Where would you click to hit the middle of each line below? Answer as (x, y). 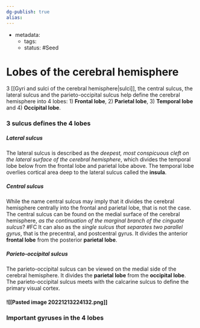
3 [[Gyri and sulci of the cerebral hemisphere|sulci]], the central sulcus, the (99, 89)
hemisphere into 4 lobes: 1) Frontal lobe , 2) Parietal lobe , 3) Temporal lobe (100, 101)
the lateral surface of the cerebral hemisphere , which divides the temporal (98, 159)
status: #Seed (41, 47)
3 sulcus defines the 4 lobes (48, 123)
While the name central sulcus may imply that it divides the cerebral (90, 201)
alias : (14, 18)
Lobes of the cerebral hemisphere (92, 72)
